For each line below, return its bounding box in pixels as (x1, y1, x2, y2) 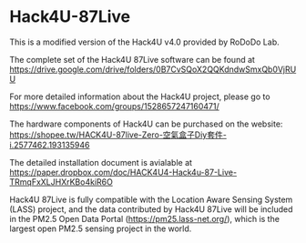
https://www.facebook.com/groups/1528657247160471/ (9, 100, 220, 111)
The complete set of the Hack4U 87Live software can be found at (9, 54, 255, 65)
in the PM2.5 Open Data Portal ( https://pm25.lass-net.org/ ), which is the (9, 213, 280, 224)
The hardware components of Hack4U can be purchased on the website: (9, 118, 283, 129)
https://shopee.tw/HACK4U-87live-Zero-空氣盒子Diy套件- (9, 129, 228, 140)
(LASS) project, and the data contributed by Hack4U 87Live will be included (9, 203, 293, 215)
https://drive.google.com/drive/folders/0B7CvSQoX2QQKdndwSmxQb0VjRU (9, 64, 297, 75)
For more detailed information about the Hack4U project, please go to (9, 91, 270, 102)
